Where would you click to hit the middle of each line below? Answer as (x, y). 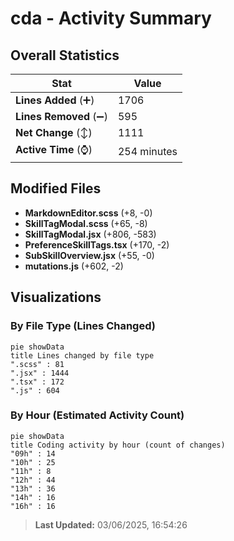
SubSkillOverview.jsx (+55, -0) (89, 255)
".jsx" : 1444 (40, 373)
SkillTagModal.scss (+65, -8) (86, 223)
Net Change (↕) (54, 132)
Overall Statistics (65, 55)
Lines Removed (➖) (61, 116)
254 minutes (147, 151)
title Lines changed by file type (82, 355)
